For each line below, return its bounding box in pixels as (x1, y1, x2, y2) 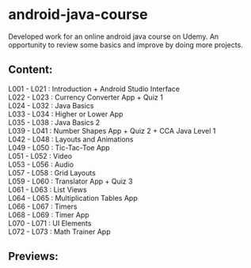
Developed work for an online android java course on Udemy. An (8, 32, 219, 41)
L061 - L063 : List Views (8, 184, 87, 194)
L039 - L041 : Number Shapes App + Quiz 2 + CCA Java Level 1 (8, 126, 216, 135)
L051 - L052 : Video (8, 151, 73, 160)
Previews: (8, 250, 59, 263)
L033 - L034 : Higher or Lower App (8, 109, 124, 119)
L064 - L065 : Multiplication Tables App (8, 193, 138, 202)
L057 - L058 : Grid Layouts (8, 168, 97, 177)
